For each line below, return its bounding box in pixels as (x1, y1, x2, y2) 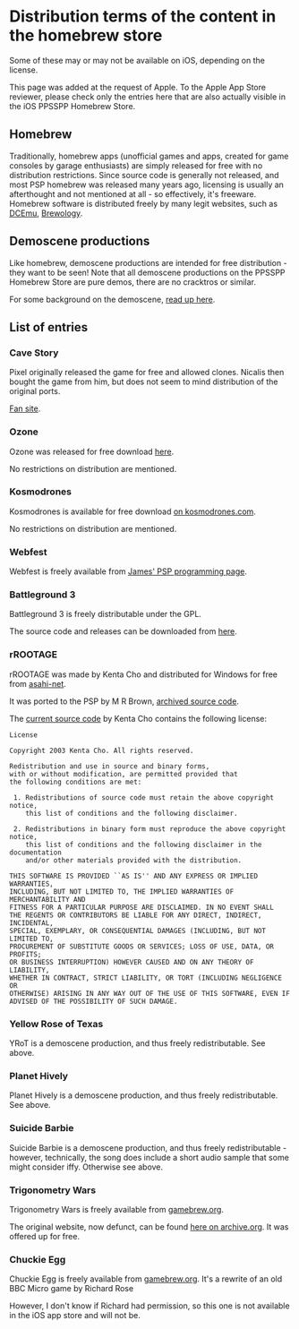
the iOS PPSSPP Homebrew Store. (9, 100, 136, 111)
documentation (9, 848, 63, 857)
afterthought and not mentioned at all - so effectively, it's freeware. (9, 188, 257, 199)
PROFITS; (9, 949, 42, 959)
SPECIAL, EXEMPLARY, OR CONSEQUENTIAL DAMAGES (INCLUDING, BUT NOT (9, 926, 267, 935)
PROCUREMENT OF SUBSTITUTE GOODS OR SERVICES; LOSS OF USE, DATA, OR (9, 942, 275, 951)
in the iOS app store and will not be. (9, 1310, 141, 1321)
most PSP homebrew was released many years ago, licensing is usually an (9, 179, 285, 190)
